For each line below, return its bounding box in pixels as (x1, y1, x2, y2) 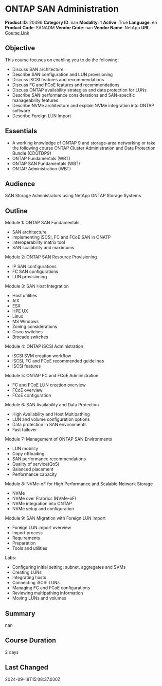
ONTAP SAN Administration (5, 3, 119, 15)
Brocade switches (12, 334, 49, 340)
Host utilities (12, 293, 37, 299)
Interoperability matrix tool (12, 239, 65, 245)
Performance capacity (12, 471, 57, 477)
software (12, 108, 30, 113)
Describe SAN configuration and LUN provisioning (12, 72, 113, 77)
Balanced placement (12, 466, 54, 472)
